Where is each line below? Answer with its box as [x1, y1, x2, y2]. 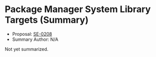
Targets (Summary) [5, 14, 89, 26]
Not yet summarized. [5, 46, 49, 52]
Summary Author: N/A [12, 36, 59, 42]
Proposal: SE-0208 [12, 31, 52, 37]
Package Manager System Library [5, 4, 151, 15]
